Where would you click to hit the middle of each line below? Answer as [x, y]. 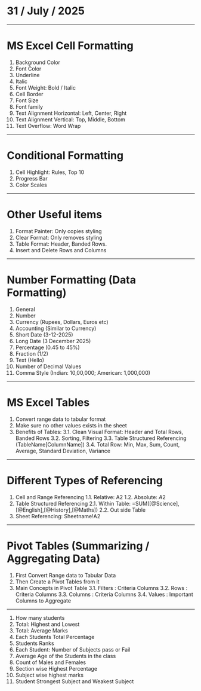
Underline [27, 75]
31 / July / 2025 [46, 11]
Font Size [27, 100]
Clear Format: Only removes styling [59, 237]
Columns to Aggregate [43, 600]
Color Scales [31, 185]
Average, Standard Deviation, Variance [63, 451]
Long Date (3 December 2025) [53, 341]
